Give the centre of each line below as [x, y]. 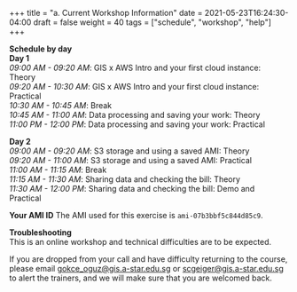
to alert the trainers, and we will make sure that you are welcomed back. [141, 278]
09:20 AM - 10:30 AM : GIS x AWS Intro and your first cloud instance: [134, 87]
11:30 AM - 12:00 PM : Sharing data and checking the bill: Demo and [132, 189]
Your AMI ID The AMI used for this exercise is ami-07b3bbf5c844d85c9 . [136, 215]
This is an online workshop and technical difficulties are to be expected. [141, 242]
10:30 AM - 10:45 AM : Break [61, 105]
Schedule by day [41, 49]
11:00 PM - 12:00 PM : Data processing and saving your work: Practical [137, 124]
